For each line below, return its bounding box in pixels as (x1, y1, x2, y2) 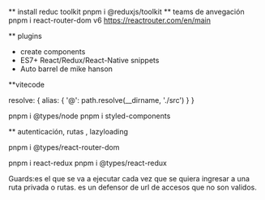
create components (19, 47, 86, 56)
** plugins (8, 32, 42, 40)
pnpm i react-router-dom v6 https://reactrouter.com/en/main (8, 15, 212, 25)
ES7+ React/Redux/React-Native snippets (19, 56, 160, 65)
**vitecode (8, 80, 45, 89)
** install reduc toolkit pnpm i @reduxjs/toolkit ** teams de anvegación (8, 7, 245, 16)
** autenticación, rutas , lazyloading (8, 127, 128, 136)
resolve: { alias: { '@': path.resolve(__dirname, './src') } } (8, 96, 194, 104)
